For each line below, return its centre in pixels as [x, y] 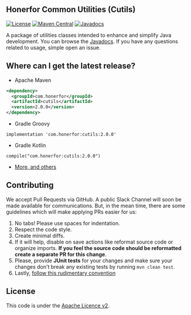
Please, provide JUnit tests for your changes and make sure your [93, 261]
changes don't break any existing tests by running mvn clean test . [95, 266]
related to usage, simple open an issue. [53, 47]
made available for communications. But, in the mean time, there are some [96, 206]
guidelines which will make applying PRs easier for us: [71, 212]
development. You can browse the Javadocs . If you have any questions [92, 41]
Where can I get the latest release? [71, 66]
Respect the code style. [43, 229]
